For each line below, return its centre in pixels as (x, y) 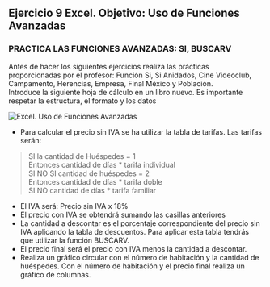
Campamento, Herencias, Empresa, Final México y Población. (111, 83)
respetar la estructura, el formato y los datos (82, 101)
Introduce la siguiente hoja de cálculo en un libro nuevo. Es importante (126, 92)
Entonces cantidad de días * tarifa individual (102, 164)
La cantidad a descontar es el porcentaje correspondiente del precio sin (140, 223)
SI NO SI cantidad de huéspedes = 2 (89, 173)
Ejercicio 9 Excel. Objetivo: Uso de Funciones (124, 13)
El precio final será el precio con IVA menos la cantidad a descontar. (133, 248)
